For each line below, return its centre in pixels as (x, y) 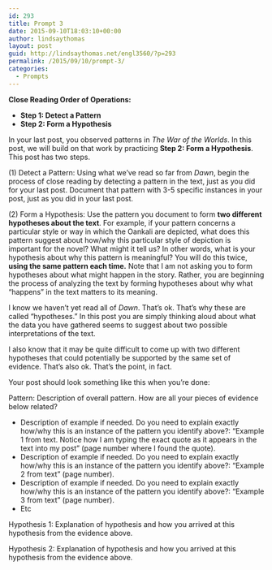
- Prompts (32, 76)
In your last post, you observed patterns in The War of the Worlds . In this (130, 140)
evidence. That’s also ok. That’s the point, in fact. (90, 366)
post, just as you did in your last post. (71, 198)
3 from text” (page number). (67, 499)
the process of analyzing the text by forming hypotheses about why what (131, 283)
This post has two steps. (50, 157)
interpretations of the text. (52, 333)
